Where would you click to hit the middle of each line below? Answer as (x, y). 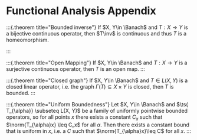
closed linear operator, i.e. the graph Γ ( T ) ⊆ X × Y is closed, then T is (90, 86)
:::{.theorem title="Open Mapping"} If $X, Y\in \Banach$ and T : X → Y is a (97, 63)
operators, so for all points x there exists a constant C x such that (84, 118)
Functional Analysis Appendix (81, 11)
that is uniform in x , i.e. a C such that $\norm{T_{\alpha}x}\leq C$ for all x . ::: (99, 131)
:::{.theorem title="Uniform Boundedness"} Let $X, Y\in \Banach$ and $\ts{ (97, 104)
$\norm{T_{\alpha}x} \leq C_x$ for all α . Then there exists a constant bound (98, 125)
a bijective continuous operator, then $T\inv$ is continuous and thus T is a (96, 33)
